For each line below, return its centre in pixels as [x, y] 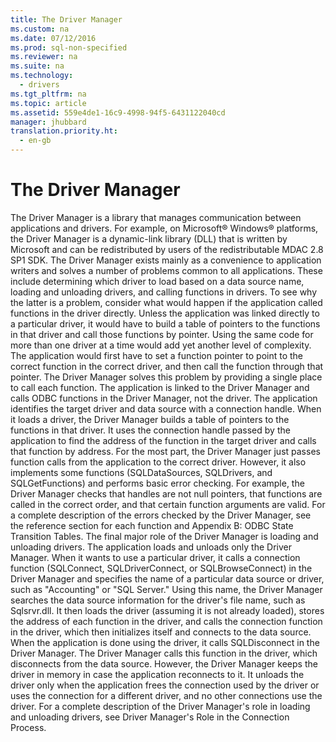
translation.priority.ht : [64, 131]
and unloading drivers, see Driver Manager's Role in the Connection [150, 717]
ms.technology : [42, 76]
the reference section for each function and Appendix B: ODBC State [152, 525]
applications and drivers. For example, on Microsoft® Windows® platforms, [164, 228]
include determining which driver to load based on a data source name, [157, 281]
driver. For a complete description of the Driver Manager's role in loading [160, 706]
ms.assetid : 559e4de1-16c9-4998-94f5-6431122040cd [118, 112]
